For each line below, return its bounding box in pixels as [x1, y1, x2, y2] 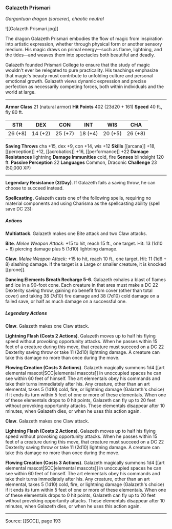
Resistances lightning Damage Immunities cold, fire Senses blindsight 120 [5, 154, 164, 160]
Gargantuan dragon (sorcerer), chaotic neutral [5, 16, 104, 22]
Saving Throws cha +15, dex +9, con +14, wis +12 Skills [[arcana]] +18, [5, 143, 156, 150]
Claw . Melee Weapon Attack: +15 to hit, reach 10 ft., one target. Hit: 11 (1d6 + [5, 256, 167, 262]
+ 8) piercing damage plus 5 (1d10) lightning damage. [5, 246, 118, 252]
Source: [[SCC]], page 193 [5, 518, 61, 524]
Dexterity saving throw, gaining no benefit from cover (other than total [5, 287, 153, 293]
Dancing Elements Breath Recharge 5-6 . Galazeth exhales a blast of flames [5, 277, 166, 283]
